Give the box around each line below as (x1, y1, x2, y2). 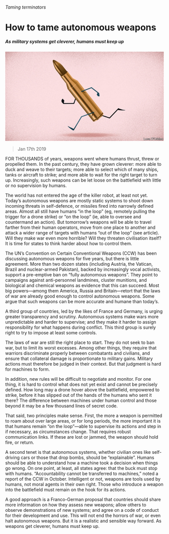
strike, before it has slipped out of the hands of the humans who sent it (5, 392, 152, 398)
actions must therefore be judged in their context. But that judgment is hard (5, 361, 161, 367)
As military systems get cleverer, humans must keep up (5, 38, 124, 45)
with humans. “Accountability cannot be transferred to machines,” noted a (5, 470, 158, 477)
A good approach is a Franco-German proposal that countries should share (5, 497, 161, 503)
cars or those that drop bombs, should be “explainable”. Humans (21, 454, 154, 461)
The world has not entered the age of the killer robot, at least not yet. (5, 192, 148, 199)
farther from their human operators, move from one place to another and (5, 224, 156, 230)
